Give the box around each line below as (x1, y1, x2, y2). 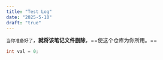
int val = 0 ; (6, 49, 39, 55)
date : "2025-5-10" (6, 14, 52, 20)
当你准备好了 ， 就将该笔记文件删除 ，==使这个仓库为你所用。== (6, 37, 158, 44)
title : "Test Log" (6, 8, 52, 15)
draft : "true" (6, 20, 42, 26)
